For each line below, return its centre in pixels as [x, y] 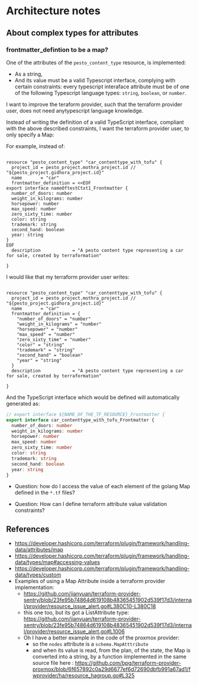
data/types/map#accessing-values [57, 562]
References [28, 529]
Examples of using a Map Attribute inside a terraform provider [90, 581]
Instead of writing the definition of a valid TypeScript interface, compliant [95, 122]
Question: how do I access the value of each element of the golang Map [102, 486]
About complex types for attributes [72, 33]
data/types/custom [38, 575]
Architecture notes [53, 11]
